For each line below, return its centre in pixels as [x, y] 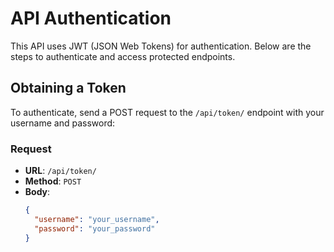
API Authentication [91, 18]
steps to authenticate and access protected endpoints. [123, 56]
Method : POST [53, 181]
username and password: [63, 123]
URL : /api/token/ [60, 171]
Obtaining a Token [68, 88]
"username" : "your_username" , [97, 219]
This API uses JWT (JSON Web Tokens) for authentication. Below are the [161, 46]
